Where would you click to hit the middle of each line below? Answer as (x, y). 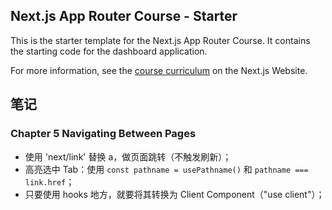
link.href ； (49, 181)
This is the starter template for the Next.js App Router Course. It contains (160, 40)
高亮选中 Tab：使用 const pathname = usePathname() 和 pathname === (166, 169)
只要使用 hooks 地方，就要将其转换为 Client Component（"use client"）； (174, 194)
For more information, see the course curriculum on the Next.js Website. (159, 70)
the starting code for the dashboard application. (109, 51)
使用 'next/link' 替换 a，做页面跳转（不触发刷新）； (128, 156)
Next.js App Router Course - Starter (124, 16)
